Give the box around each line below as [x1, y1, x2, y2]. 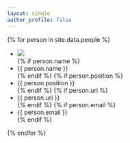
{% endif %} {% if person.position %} [16, 71, 123, 80]
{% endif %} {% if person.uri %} [16, 86, 108, 94]
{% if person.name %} [16, 56, 81, 65]
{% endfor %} [7, 129, 47, 137]
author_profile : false [7, 16, 72, 23]
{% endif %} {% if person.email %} [16, 100, 116, 109]
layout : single [7, 10, 51, 17]
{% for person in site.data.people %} [7, 35, 111, 43]
